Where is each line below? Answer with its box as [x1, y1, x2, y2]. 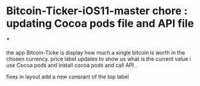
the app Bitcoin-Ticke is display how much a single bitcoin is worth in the [6, 49, 185, 56]
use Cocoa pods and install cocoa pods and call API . [6, 61, 137, 69]
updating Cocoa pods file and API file [6, 17, 194, 30]
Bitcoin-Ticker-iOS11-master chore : [6, 4, 188, 18]
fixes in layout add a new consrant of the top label [6, 73, 130, 80]
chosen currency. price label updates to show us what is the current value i [6, 55, 191, 62]
